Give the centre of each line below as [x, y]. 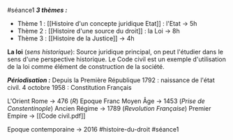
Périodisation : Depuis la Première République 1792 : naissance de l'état [111, 80]
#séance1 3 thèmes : [37, 10]
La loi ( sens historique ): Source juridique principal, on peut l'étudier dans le [115, 52]
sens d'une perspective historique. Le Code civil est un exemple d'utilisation [117, 59]
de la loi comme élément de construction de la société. [86, 67]
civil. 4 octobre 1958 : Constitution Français [69, 87]
